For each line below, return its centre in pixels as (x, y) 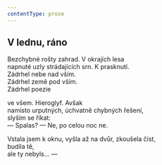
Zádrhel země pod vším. (42, 82)
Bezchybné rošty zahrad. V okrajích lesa (66, 59)
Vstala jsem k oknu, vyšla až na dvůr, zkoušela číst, (82, 139)
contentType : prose (36, 14)
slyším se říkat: (29, 118)
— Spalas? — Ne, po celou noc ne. (57, 126)
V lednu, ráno (37, 43)
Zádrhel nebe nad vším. (42, 74)
